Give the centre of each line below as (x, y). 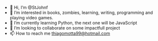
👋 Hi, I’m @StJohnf (29, 7)
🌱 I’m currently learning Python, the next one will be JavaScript (73, 23)
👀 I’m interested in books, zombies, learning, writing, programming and (81, 13)
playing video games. (31, 18)
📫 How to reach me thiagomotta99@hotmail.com (60, 33)
